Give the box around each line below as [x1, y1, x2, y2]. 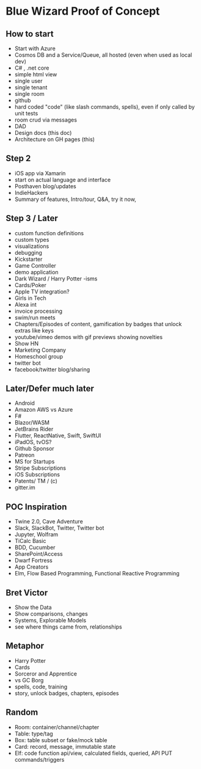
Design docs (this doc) [14, 129, 72, 136]
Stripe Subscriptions [14, 464, 67, 472]
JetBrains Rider [14, 426, 54, 433]
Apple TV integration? [14, 288, 70, 295]
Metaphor [5, 641, 44, 651]
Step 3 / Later [5, 213, 59, 224]
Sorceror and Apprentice [14, 670, 78, 677]
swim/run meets [14, 313, 56, 321]
